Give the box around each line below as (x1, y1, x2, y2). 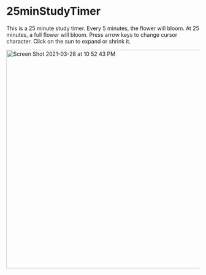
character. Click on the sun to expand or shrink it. (6, 37, 131, 45)
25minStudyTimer (6, 4, 101, 18)
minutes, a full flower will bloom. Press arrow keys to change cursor (6, 31, 178, 38)
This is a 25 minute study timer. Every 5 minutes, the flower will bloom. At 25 (6, 24, 199, 32)
